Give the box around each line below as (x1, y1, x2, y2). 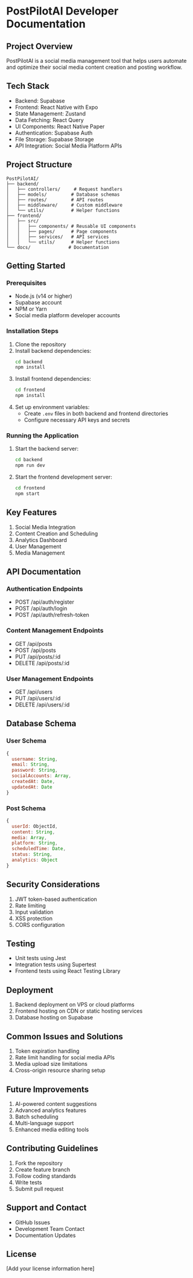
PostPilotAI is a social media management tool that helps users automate (6, 57, 187, 64)
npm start (14, 491, 40, 497)
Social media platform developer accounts (14, 312, 121, 319)
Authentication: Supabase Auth (14, 129, 93, 137)
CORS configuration (14, 921, 65, 928)
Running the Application (6, 431, 79, 440)
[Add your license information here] (6, 1265, 95, 1273)
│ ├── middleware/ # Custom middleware (6, 202, 122, 208)
